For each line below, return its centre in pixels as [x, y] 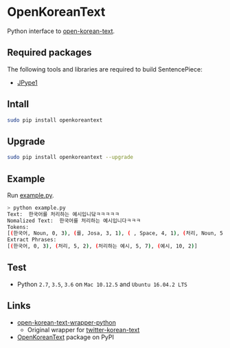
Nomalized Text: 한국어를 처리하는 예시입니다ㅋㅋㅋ [74, 221]
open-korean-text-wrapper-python [67, 322]
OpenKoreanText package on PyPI [66, 337]
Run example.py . [31, 195]
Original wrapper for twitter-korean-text [83, 329]
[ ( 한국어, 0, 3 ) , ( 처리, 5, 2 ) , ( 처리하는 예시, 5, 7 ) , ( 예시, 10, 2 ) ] [102, 246]
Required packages [49, 53]
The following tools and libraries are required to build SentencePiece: [105, 69]
